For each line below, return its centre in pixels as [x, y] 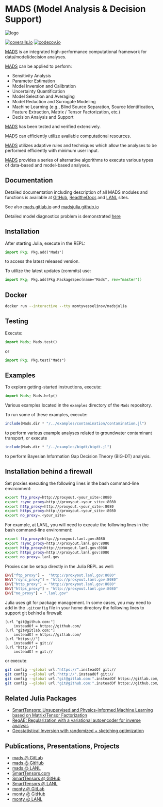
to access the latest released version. [42, 261]
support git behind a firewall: [34, 613]
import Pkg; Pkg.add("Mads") [34, 252]
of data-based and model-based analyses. [48, 165]
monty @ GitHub [29, 794]
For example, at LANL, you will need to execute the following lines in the [77, 525]
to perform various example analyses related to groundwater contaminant [79, 433]
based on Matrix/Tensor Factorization [49, 715]
